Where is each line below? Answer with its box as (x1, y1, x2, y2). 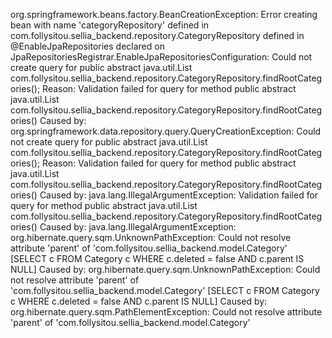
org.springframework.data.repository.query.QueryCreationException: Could (10, 125, 322, 137)
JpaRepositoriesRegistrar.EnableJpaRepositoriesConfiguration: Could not (10, 51, 313, 63)
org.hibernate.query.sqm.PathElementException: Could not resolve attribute (10, 306, 323, 318)
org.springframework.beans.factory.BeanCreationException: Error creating (10, 9, 318, 20)
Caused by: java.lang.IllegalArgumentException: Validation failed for (39, 189, 319, 201)
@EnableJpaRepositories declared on (10, 40, 165, 52)
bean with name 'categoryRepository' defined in (10, 19, 210, 31)
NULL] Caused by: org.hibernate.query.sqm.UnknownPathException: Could (10, 264, 321, 275)
